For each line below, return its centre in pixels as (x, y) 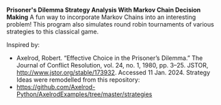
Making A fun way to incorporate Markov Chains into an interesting (101, 17)
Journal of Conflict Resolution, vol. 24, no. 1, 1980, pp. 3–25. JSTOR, (112, 65)
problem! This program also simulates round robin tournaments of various (110, 24)
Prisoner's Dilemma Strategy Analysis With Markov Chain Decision (104, 10)
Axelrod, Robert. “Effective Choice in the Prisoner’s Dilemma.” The (109, 58)
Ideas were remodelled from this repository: (78, 80)
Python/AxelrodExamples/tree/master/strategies (84, 94)
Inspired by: (23, 45)
